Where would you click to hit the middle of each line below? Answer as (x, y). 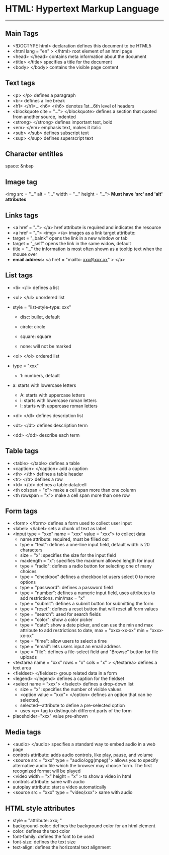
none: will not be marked (46, 346)
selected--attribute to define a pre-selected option (72, 705)
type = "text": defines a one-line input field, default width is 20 (85, 545)
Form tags (21, 511)
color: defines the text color (41, 831)
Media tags (23, 732)
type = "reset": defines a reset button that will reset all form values (89, 609)
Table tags (22, 451)
